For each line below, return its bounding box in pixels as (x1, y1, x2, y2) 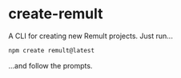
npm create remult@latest (8, 46, 95, 54)
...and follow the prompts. (8, 60, 93, 70)
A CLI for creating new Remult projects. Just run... (8, 31, 174, 41)
